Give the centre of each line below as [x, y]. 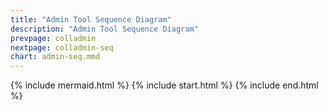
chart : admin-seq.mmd [55, 57]
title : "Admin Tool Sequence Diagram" [91, 19]
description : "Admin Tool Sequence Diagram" [104, 29]
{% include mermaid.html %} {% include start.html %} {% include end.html [164, 85]
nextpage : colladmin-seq [62, 47]
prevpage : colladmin [53, 38]
